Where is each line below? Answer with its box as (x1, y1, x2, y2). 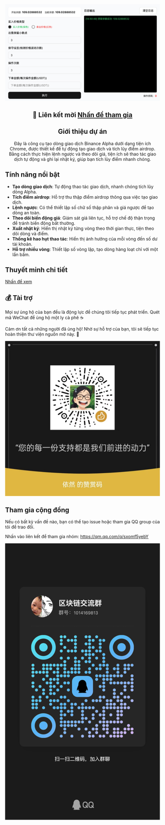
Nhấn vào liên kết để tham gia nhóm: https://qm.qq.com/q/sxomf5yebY (5, 533, 149, 539)
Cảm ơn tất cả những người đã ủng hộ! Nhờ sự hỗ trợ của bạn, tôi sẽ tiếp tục (5, 326, 159, 332)
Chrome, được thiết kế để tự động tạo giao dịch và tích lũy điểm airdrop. (9, 146, 156, 152)
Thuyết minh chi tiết (5, 266, 68, 274)
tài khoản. (12, 241, 33, 247)
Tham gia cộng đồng (5, 506, 70, 514)
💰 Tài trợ (5, 294, 33, 302)
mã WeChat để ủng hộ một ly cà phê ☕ (5, 315, 84, 321)
